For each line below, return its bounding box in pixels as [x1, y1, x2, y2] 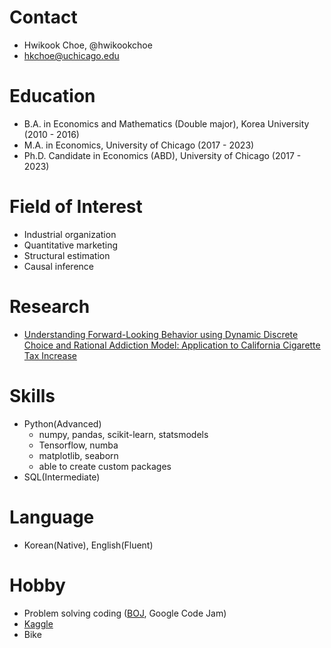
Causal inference [23, 260, 94, 272]
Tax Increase [23, 349, 78, 361]
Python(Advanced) [23, 417, 102, 430]
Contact [9, 6, 78, 29]
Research [9, 296, 91, 318]
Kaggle [23, 617, 54, 630]
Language [9, 506, 95, 528]
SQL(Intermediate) [23, 471, 101, 483]
